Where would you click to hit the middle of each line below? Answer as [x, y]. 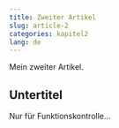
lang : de [25, 42]
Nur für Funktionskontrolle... [60, 117]
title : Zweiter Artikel [53, 17]
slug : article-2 [39, 26]
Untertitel [36, 95]
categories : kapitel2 [49, 34]
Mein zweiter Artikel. [46, 67]
